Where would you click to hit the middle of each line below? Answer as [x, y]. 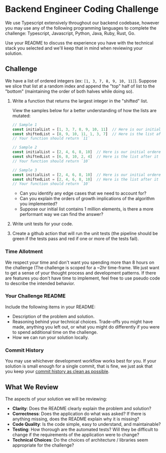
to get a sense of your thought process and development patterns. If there [81, 273]
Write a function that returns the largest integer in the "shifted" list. [80, 101]
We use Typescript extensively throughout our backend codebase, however [82, 23]
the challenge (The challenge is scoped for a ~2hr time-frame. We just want [82, 267]
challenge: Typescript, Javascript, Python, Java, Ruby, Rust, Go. [70, 33]
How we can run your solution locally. [50, 337]
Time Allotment [24, 251]
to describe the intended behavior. [40, 283]
